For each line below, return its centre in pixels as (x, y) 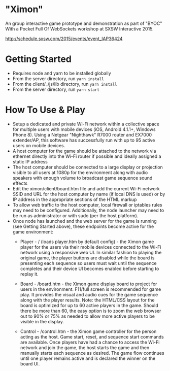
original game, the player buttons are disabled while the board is (87, 258)
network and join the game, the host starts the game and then (85, 347)
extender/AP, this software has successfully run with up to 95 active (84, 140)
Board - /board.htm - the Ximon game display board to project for (89, 284)
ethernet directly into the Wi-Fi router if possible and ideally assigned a (87, 156)
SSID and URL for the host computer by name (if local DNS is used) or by (89, 194)
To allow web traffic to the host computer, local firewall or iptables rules (87, 205)
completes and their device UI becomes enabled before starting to (90, 268)
